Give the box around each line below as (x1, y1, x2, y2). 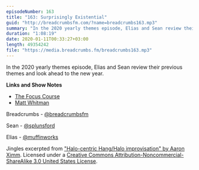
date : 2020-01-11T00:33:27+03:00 (6, 36, 89, 42)
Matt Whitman (14, 99, 49, 106)
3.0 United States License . (33, 158, 98, 165)
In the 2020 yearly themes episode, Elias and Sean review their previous (6, 63, 182, 70)
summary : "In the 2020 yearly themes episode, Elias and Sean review (6, 25, 182, 31)
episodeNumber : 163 (6, 8, 54, 15)
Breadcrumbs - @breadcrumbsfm (6, 110, 89, 117)
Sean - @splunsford (6, 122, 55, 129)
